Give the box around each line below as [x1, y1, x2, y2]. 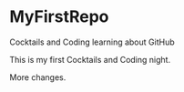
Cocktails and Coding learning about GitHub [9, 36, 175, 47]
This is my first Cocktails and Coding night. [9, 54, 171, 65]
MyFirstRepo [9, 6, 109, 27]
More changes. [9, 71, 66, 83]
